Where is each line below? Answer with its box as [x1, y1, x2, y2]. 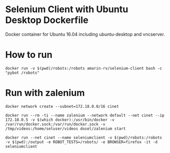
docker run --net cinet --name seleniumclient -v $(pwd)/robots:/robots [5, 135, 162, 140]
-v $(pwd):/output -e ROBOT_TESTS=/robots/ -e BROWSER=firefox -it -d [5, 139, 158, 144]
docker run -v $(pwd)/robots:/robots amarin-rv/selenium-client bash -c [5, 66, 162, 71]
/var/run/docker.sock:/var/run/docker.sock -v [5, 121, 106, 127]
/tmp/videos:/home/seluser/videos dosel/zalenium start [5, 126, 126, 131]
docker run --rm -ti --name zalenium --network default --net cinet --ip [5, 113, 165, 118]
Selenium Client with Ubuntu [5, 4, 128, 15]
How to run [5, 49, 53, 60]
